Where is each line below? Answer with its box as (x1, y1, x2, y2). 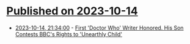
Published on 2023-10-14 (6, 4, 139, 18)
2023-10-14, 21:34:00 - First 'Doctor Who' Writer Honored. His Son (15, 24, 184, 31)
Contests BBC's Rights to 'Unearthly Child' (15, 30, 123, 37)
